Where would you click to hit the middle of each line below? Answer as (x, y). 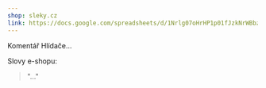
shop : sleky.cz (33, 15)
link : (16, 23)
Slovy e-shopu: (32, 61)
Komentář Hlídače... (40, 45)
